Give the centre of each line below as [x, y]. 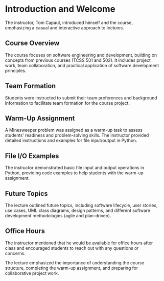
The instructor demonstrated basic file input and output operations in [75, 168]
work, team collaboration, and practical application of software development [82, 65]
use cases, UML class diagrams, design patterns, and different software [78, 211]
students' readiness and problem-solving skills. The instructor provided [77, 135]
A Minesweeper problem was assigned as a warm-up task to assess [74, 130]
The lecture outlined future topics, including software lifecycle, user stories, [81, 205]
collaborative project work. [32, 273]
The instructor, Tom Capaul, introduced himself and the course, [69, 23]
